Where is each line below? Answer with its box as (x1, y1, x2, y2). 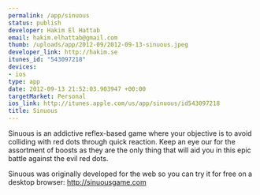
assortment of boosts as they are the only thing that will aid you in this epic (8, 145, 252, 155)
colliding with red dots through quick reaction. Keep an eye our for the (8, 137, 236, 146)
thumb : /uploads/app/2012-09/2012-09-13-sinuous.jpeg (8, 41, 189, 49)
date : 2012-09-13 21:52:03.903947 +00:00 (8, 84, 147, 93)
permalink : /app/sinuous (8, 11, 90, 20)
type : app (8, 77, 41, 85)
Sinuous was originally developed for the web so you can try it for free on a (8, 169, 253, 178)
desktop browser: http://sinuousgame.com (8, 178, 147, 186)
